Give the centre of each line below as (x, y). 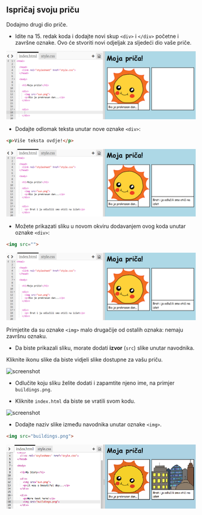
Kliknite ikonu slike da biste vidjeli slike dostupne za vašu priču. (85, 359)
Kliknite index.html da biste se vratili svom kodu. (75, 401)
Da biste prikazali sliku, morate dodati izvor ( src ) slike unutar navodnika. (105, 348)
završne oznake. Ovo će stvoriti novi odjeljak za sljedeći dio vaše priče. (103, 42)
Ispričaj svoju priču (43, 10)
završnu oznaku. (27, 336)
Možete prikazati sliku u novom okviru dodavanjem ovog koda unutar (100, 226)
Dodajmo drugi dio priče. (37, 24)
